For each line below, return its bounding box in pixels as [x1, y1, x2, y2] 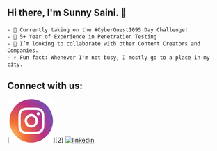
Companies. [7, 47, 39, 54]
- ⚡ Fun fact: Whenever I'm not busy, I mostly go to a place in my [7, 54, 210, 61]
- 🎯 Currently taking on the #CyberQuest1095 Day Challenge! [7, 26, 188, 33]
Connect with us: [7, 80, 83, 92]
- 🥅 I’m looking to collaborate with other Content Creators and [7, 40, 200, 47]
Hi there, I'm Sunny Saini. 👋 [7, 7, 127, 19]
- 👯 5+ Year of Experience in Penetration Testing [7, 33, 157, 40]
